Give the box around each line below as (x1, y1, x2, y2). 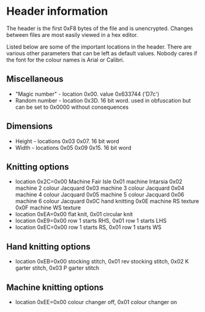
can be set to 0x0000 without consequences (15, 103, 129, 111)
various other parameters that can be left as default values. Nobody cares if (6, 49, 198, 57)
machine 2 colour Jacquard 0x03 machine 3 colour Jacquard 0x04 (15, 184, 185, 192)
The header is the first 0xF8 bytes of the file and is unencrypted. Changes (6, 25, 193, 32)
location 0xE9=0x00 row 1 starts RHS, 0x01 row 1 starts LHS (15, 217, 167, 225)
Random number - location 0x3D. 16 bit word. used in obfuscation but (15, 96, 191, 104)
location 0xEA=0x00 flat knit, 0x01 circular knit (15, 211, 133, 218)
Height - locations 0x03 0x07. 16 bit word (15, 137, 119, 145)
